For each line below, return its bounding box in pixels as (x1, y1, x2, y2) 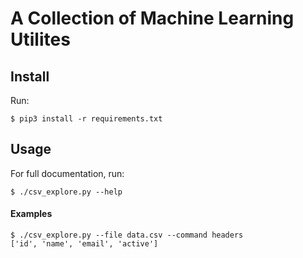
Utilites (10, 28, 71, 51)
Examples (10, 208, 53, 220)
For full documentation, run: (10, 167, 125, 179)
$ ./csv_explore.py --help (10, 187, 123, 197)
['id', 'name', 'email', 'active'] (10, 239, 159, 249)
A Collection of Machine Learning (10, 7, 295, 30)
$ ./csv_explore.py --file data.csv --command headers (10, 230, 244, 241)
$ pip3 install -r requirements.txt (10, 114, 163, 124)
